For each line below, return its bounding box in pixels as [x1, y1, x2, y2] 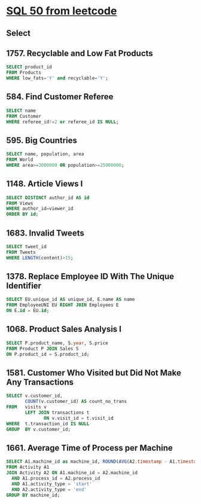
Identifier [6, 281, 42, 291]
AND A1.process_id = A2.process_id [11, 475, 100, 481]
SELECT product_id [6, 64, 52, 70]
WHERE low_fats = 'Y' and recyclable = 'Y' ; [6, 75, 109, 81]
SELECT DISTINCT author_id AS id [6, 194, 90, 201]
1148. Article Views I [6, 179, 83, 189]
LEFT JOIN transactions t [25, 410, 90, 416]
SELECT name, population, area [6, 151, 84, 157]
